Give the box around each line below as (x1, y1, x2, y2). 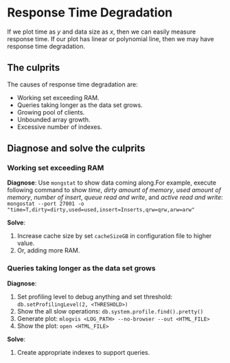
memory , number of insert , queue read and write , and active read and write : (7, 194, 223, 202)
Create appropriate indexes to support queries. (16, 348, 150, 356)
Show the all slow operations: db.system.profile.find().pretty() (16, 307, 204, 315)
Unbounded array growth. (16, 115, 91, 124)
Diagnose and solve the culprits (7, 143, 146, 154)
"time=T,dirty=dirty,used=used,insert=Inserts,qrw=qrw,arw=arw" (7, 207, 195, 213)
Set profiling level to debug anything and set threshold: (16, 292, 173, 301)
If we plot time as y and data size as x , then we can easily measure (7, 27, 196, 36)
